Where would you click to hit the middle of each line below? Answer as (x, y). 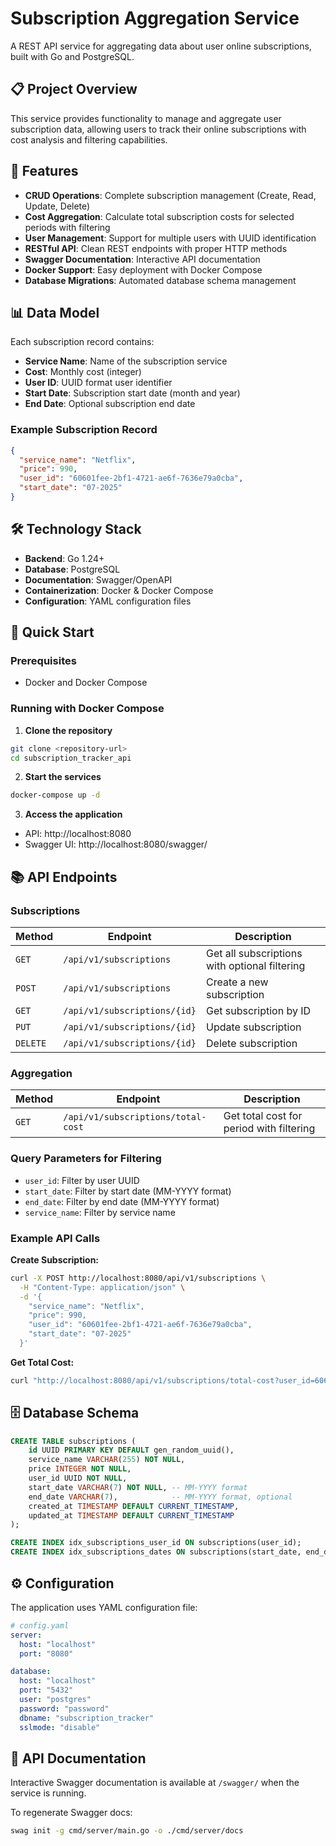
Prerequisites (43, 661)
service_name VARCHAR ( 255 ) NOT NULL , (107, 1460)
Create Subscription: (55, 1259)
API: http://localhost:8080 (78, 834)
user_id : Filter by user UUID (82, 1180)
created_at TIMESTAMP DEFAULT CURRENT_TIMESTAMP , (134, 1506)
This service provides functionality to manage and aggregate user (146, 118)
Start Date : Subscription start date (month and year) (132, 393)
